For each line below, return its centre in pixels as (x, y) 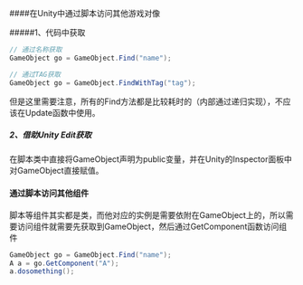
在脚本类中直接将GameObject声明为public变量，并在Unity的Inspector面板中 (151, 159)
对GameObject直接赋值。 (57, 171)
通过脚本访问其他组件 (49, 194)
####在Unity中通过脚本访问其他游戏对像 (85, 13)
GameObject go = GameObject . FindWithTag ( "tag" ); (103, 83)
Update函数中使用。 (63, 112)
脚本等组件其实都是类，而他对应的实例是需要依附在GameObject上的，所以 (148, 214)
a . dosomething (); (42, 271)
